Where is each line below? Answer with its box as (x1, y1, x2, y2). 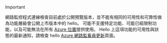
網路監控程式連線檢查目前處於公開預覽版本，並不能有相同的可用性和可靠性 (5, 14, 158, 20)
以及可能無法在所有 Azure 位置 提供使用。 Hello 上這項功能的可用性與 (13, 26, 155, 32)
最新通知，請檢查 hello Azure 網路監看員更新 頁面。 (13, 33, 118, 38)
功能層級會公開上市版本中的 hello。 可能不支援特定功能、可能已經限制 (9, 21, 153, 26)
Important (5, 4, 25, 10)
